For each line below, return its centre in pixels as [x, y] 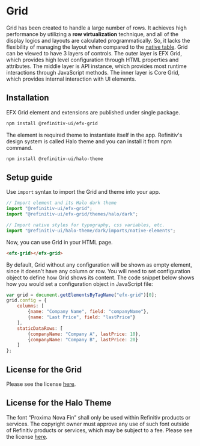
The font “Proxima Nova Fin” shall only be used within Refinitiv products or [98, 417]
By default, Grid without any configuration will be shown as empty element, [99, 265]
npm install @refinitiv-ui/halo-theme [55, 159]
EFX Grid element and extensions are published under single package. [93, 112]
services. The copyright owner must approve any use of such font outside [98, 424]
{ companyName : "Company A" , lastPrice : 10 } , [84, 334]
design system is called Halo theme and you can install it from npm [89, 141]
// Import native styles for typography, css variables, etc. [86, 225]
